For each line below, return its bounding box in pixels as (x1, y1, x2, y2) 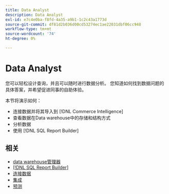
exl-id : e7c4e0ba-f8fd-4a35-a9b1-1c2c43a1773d (5, 17, 107, 22)
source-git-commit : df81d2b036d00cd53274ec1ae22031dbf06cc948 (5, 21, 141, 27)
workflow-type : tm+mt (5, 27, 52, 32)
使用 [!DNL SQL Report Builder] (12, 127, 79, 134)
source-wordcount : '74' (5, 31, 57, 36)
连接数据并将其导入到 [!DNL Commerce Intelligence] (12, 108, 123, 114)
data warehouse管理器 (12, 158, 61, 164)
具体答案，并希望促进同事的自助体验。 (5, 87, 86, 93)
